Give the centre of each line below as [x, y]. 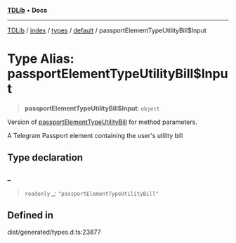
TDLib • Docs [27, 10]
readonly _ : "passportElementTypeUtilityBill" [92, 193]
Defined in [31, 215]
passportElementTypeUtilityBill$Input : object [92, 108]
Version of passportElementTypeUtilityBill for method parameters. [103, 122]
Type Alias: [41, 59]
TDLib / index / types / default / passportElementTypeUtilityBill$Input [107, 30]
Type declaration [45, 158]
